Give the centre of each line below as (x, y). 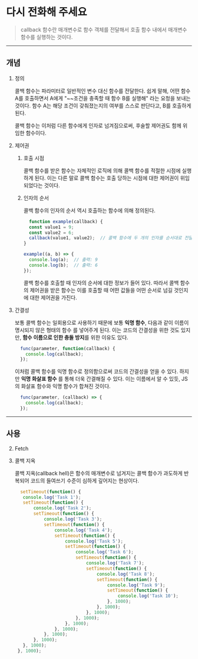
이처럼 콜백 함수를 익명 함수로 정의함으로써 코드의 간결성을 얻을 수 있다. (96, 371)
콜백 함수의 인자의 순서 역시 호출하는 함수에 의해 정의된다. (90, 210)
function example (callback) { (66, 221)
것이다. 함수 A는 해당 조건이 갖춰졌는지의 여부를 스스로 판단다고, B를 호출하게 (103, 105)
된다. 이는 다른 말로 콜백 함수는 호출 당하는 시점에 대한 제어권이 (107, 178)
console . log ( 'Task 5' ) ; (94, 541)
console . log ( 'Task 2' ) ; (62, 508)
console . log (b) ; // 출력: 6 (63, 265)
